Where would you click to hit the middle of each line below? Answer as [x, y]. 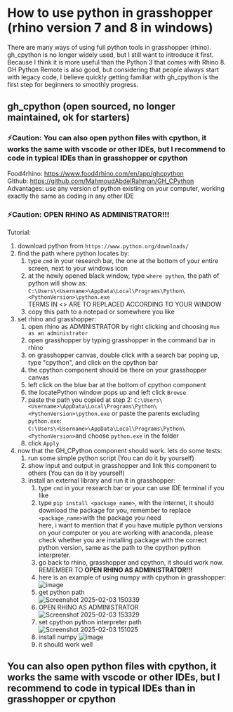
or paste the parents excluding [155, 413]
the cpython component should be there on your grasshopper [117, 370]
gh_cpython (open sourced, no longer [91, 107]
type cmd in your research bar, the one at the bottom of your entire [123, 260]
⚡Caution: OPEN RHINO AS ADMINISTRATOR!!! [88, 214]
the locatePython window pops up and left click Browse [107, 392]
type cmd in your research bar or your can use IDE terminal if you [131, 488]
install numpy [58, 637]
